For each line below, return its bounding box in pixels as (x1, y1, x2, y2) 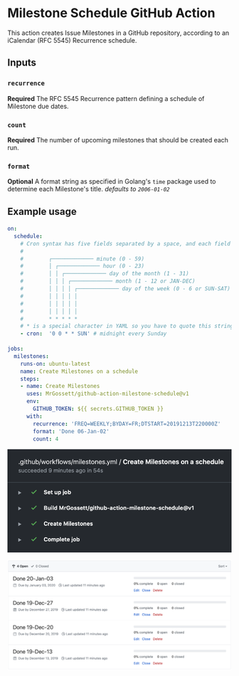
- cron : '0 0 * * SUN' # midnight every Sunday (20, 330, 167, 337)
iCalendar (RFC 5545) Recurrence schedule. (7, 36, 137, 44)
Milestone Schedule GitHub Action (7, 5, 216, 21)
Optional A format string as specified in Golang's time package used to (7, 177, 216, 186)
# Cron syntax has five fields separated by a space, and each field (20, 240, 231, 247)
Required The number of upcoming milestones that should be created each (7, 135, 229, 144)
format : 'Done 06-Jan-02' (33, 428, 110, 435)
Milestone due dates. (7, 102, 69, 110)
